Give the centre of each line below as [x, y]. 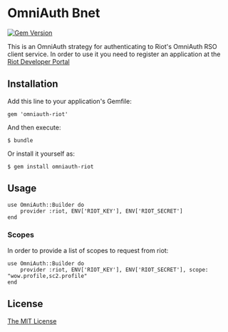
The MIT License [32, 321]
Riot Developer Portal [38, 61]
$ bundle [20, 140]
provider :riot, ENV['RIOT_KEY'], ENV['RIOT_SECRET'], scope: [114, 269]
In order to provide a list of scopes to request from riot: [88, 250]
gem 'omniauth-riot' [38, 114]
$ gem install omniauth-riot [51, 166]
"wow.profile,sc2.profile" [47, 276]
